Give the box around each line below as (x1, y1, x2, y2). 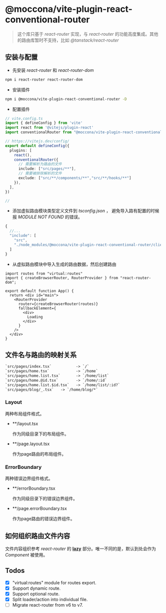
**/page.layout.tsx (12, 441, 50, 447)
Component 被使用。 (5, 552, 48, 558)
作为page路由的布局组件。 (12, 451, 67, 457)
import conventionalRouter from (5, 130, 72, 135)
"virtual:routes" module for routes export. (12, 579, 96, 585)
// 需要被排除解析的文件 (18, 171, 62, 176)
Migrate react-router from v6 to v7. (12, 602, 83, 608)
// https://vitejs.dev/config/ (5, 139, 70, 144)
